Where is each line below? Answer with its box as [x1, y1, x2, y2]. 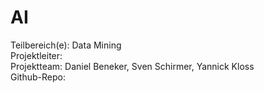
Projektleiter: [10, 49, 63, 61]
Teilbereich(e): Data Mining [10, 39, 122, 51]
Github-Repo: [10, 71, 66, 83]
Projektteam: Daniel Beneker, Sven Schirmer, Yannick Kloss [10, 60, 255, 72]
